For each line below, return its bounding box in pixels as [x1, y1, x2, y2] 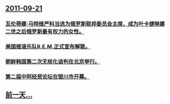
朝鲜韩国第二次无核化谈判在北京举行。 [5, 58, 100, 66]
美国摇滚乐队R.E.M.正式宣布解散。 [5, 43, 91, 50]
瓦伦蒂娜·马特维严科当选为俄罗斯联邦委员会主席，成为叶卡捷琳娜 [5, 20, 165, 28]
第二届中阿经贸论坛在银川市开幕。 [5, 73, 90, 80]
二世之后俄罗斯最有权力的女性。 [5, 28, 85, 35]
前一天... [5, 91, 33, 99]
